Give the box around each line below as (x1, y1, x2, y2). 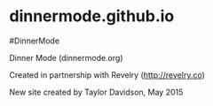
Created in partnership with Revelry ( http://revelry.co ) (9, 69, 206, 80)
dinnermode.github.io (9, 6, 175, 26)
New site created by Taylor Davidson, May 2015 (9, 87, 184, 97)
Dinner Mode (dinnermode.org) (9, 52, 123, 63)
